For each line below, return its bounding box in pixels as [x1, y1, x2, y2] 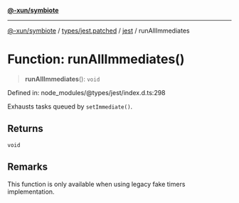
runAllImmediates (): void [24, 75, 100, 83]
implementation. [7, 187, 55, 196]
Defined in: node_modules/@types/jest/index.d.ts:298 [7, 88, 166, 97]
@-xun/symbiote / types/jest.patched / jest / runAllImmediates [7, 26, 190, 35]
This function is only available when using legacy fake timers [7, 180, 186, 188]
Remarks [7, 161, 48, 173]
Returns [7, 123, 44, 135]
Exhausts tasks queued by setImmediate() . [7, 102, 133, 111]
